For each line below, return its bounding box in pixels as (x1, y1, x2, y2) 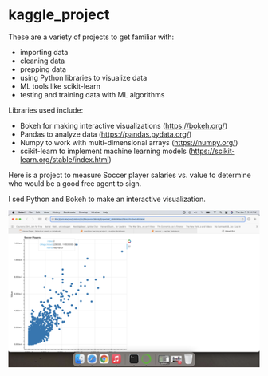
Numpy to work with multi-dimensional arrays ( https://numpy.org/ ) (19, 137, 238, 147)
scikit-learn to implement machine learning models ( (19, 146, 191, 156)
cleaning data (19, 56, 65, 65)
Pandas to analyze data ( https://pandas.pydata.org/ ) (19, 129, 192, 139)
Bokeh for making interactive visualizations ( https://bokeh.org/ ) (19, 121, 228, 130)
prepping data (19, 64, 66, 73)
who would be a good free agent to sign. (8, 178, 142, 188)
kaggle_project (8, 6, 110, 24)
